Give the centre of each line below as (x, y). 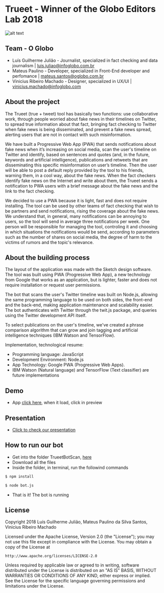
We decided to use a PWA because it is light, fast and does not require (76, 200)
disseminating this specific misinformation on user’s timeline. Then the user (81, 165)
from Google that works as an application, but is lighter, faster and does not (81, 280)
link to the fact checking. (30, 191)
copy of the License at (28, 547)
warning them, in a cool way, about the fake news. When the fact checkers (80, 175)
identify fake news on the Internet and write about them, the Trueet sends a (81, 181)
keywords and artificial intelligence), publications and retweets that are (76, 160)
